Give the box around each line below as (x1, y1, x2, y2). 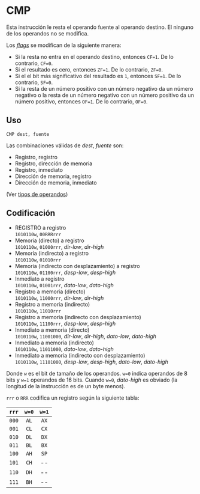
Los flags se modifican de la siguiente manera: (6, 41, 122, 49)
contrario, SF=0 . (14, 79, 53, 86)
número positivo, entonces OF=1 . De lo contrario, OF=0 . (14, 97, 148, 105)
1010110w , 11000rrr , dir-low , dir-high (14, 294, 104, 301)
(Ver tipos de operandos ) (6, 191, 68, 198)
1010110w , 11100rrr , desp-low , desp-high (14, 320, 116, 327)
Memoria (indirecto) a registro (14, 249, 89, 257)
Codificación (6, 208, 56, 218)
